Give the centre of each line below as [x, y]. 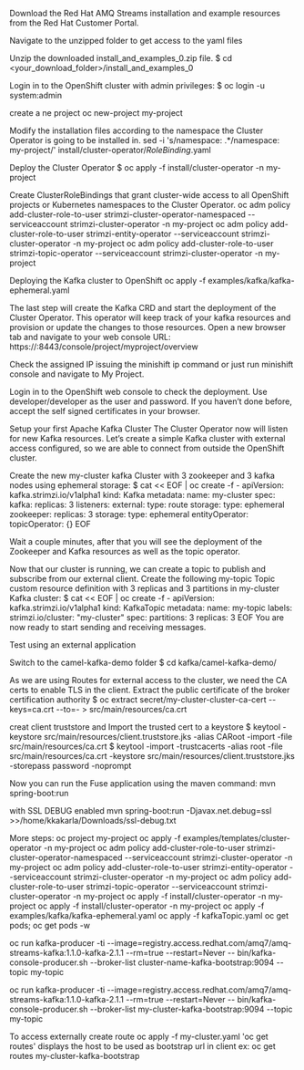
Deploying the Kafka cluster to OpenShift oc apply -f [108, 280]
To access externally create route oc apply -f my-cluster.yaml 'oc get [139, 1036]
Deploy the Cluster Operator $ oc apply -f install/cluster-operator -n [137, 167]
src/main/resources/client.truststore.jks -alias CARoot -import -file [168, 737]
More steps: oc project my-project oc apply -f [95, 838]
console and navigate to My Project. [77, 374]
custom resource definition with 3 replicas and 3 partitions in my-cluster [145, 588]
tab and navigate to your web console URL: [90, 337]
